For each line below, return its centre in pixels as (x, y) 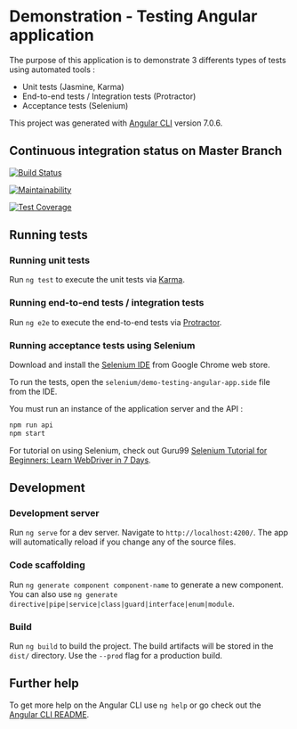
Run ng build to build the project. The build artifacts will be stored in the (141, 646)
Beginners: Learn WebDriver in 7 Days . (80, 460)
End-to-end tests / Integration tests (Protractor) (109, 96)
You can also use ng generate (64, 594)
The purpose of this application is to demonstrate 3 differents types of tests (148, 60)
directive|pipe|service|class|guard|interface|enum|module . (122, 603)
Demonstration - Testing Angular (133, 16)
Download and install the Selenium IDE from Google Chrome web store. (140, 365)
